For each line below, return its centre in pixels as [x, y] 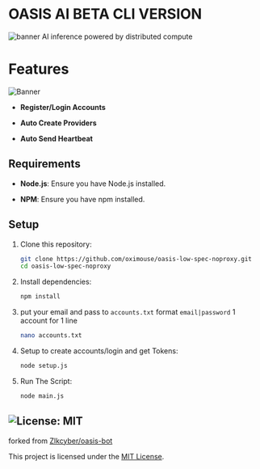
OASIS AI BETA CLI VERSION [105, 14]
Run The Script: [46, 381]
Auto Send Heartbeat [56, 138]
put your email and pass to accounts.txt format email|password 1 [128, 312]
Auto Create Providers [58, 123]
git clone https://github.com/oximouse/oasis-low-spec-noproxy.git [136, 259]
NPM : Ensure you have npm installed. [82, 199]
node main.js [42, 396]
